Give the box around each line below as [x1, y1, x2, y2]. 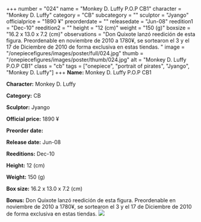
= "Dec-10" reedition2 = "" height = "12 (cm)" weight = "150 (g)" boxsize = [6, 24, 191, 31]
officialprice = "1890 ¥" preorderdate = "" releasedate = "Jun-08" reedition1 [6, 18, 194, 25]
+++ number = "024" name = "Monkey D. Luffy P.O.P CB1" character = [6, 5, 182, 12]
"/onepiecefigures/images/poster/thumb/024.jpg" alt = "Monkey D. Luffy [6, 56, 187, 63]
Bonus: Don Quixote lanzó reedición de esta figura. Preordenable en [6, 197, 176, 203]
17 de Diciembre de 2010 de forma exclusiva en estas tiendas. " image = [6, 43, 185, 50]
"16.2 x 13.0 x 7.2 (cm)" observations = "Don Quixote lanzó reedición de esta [6, 31, 196, 38]
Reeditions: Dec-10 [6, 150, 55, 157]
